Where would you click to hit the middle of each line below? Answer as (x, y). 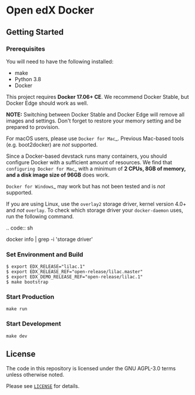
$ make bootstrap (27, 282)
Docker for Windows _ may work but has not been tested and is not (86, 186)
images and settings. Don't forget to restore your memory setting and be (94, 121)
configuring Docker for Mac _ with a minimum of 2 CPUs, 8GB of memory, (96, 168)
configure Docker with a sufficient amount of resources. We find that (89, 162)
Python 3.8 (28, 79)
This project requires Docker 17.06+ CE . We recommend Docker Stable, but (97, 97)
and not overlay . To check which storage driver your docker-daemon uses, (95, 210)
